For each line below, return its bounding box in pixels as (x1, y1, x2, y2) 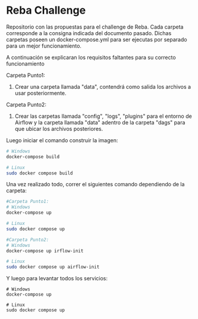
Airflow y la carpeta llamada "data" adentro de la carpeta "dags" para (14, 118, 186, 126)
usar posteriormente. (14, 89, 67, 96)
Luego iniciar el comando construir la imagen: (6, 136, 118, 143)
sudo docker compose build (6, 170, 73, 176)
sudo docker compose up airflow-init (6, 264, 100, 270)
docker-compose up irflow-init (6, 248, 84, 254)
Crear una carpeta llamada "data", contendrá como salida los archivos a (14, 83, 191, 90)
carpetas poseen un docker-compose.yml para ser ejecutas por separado (6, 36, 187, 43)
